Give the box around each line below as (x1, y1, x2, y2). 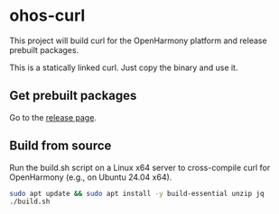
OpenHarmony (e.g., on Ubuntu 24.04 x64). (9, 172, 172, 183)
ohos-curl (9, 5, 86, 26)
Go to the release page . (9, 111, 98, 122)
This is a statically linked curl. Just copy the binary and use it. (9, 62, 238, 73)
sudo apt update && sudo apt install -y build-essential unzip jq (9, 189, 265, 198)
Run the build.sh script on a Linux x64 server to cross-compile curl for (9, 162, 271, 173)
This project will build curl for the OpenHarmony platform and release (9, 35, 268, 46)
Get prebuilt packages (9, 88, 137, 103)
